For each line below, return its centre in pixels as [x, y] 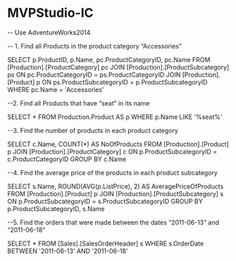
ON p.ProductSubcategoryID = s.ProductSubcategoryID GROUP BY [105, 201]
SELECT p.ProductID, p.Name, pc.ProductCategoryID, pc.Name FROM [109, 59]
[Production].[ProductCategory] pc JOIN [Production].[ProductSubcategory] [118, 67]
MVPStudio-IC [50, 13]
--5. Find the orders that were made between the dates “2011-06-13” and [113, 222]
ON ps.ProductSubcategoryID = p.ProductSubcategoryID [125, 82]
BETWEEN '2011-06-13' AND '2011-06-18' [68, 250]
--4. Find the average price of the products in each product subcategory [113, 172]
